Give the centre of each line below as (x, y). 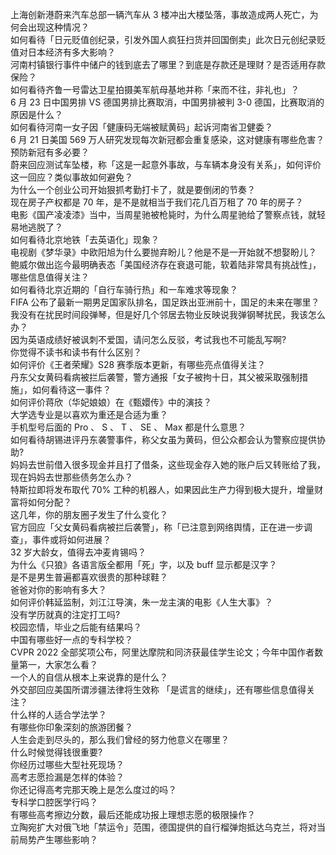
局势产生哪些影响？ (58, 839)
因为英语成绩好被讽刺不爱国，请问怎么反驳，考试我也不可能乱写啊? (148, 339)
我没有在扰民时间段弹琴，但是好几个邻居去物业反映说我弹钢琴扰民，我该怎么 (168, 314)
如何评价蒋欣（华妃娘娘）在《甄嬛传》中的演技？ (111, 402)
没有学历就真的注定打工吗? (65, 614)
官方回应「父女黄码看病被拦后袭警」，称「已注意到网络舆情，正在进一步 (157, 527)
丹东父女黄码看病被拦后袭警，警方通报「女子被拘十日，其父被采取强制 (155, 377)
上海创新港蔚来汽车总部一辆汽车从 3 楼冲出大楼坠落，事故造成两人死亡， (160, 14)
